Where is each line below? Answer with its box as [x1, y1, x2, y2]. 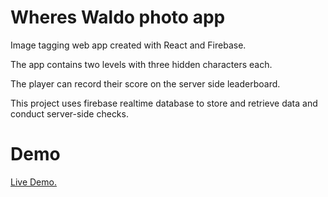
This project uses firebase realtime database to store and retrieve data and [10, 97, 318, 109]
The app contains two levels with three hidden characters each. [10, 58, 273, 70]
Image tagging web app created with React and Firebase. [10, 39, 247, 51]
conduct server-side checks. [10, 107, 129, 120]
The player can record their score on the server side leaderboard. [10, 77, 281, 90]
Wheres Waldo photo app [10, 6, 226, 29]
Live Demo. [10, 176, 57, 188]
